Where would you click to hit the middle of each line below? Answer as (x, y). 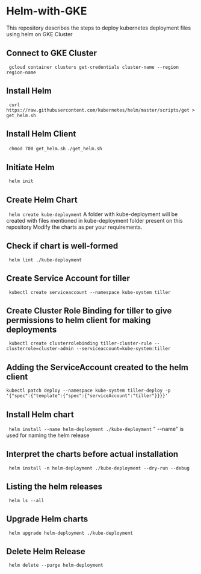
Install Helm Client (41, 134)
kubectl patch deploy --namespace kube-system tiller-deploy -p (88, 391)
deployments (32, 330)
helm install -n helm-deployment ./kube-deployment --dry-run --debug (99, 468)
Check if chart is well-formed (62, 246)
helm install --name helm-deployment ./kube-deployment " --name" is (96, 429)
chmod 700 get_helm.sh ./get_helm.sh (55, 149)
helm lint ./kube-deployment (45, 260)
